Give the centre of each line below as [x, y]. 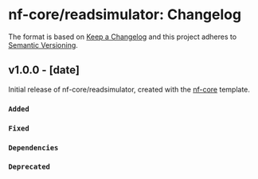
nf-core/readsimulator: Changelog [125, 15]
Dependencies [33, 148]
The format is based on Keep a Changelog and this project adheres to [123, 37]
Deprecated [29, 167]
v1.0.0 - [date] [44, 70]
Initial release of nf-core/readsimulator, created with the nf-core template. [129, 89]
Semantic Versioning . [43, 45]
